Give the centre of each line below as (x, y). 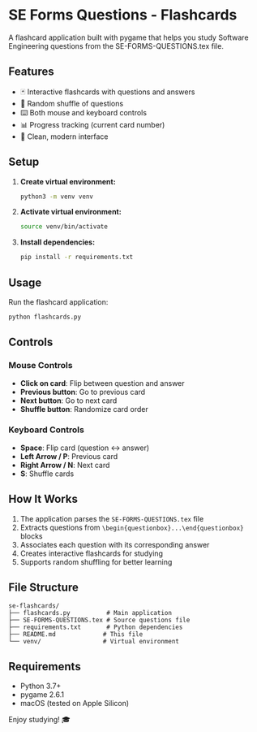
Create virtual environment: (68, 181)
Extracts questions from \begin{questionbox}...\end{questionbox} (132, 527)
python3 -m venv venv (57, 197)
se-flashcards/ (34, 606)
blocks (31, 536)
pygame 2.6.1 (42, 695)
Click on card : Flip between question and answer (102, 383)
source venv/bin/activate (64, 227)
